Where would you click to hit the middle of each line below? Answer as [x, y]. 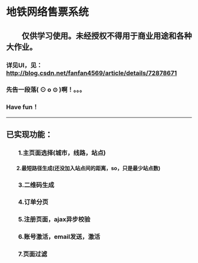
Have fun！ [22, 107]
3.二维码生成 [36, 185]
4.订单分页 [33, 202]
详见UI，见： [24, 65]
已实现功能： [29, 134]
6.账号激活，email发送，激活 [59, 237]
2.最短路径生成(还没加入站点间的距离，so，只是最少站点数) [88, 168]
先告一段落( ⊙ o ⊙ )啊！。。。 [46, 90]
